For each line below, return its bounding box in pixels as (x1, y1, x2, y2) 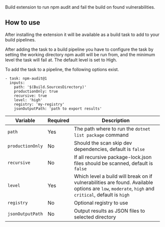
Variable (15, 117, 35, 124)
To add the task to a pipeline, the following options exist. (5, 66, 119, 72)
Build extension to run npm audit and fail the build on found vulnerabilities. (5, 4, 156, 10)
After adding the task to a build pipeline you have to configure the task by (5, 46, 154, 52)
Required (47, 117, 70, 124)
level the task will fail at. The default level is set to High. (5, 57, 117, 63)
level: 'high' (14, 97, 43, 103)
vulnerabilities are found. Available (74, 179, 153, 186)
